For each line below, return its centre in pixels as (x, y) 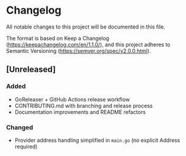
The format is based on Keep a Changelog (58, 38)
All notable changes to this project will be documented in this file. (86, 27)
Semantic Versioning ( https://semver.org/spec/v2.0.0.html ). (78, 50)
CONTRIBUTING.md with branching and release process (84, 106)
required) (26, 147)
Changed (20, 127)
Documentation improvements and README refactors (80, 112)
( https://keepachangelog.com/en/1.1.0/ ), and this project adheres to (88, 44)
